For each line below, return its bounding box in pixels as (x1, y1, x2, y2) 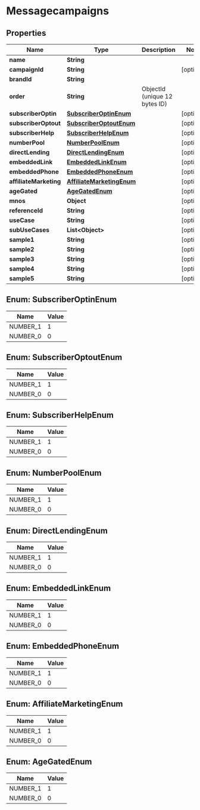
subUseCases (9, 226, 49, 234)
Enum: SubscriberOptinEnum (6, 294, 117, 305)
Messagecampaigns (6, 4, 109, 18)
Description (142, 46, 176, 54)
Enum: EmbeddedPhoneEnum (6, 641, 120, 651)
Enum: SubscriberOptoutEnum (6, 352, 123, 362)
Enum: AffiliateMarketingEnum (6, 699, 123, 709)
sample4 (9, 264, 35, 273)
